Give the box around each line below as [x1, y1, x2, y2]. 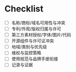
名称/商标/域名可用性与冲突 [11, 20, 65, 25]
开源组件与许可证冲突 [11, 38, 54, 44]
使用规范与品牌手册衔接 [11, 56, 58, 62]
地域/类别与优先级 [11, 44, 47, 50]
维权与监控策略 [11, 50, 41, 56]
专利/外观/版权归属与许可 [11, 26, 61, 32]
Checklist [4, 3, 44, 14]
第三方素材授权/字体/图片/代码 [11, 32, 71, 38]
